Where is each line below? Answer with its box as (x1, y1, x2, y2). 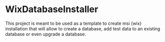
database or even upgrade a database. (5, 31, 86, 37)
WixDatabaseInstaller (5, 4, 99, 15)
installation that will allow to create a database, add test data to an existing (5, 25, 160, 31)
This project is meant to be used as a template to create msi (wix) (5, 20, 142, 26)
